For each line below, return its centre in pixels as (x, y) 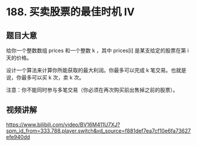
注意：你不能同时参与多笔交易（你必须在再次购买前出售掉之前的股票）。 (92, 90)
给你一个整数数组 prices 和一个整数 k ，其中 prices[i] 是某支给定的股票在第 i (98, 51)
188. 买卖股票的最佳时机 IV (70, 12)
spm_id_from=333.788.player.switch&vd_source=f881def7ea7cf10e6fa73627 (98, 131)
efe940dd (18, 137)
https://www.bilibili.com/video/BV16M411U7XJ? (63, 124)
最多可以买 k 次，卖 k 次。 (53, 77)
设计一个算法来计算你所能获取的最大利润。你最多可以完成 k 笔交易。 (89, 70)
